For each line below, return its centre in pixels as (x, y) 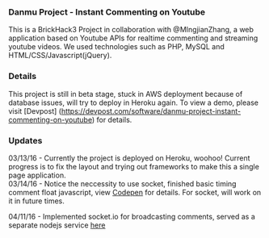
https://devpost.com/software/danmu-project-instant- (151, 111)
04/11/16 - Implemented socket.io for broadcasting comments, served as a (132, 216)
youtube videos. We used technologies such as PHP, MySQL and (116, 47)
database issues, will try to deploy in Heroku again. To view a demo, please (133, 102)
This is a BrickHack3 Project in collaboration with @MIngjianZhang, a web (131, 30)
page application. (37, 175)
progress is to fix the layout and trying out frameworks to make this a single (134, 166)
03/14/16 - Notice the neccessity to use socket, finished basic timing (122, 183)
